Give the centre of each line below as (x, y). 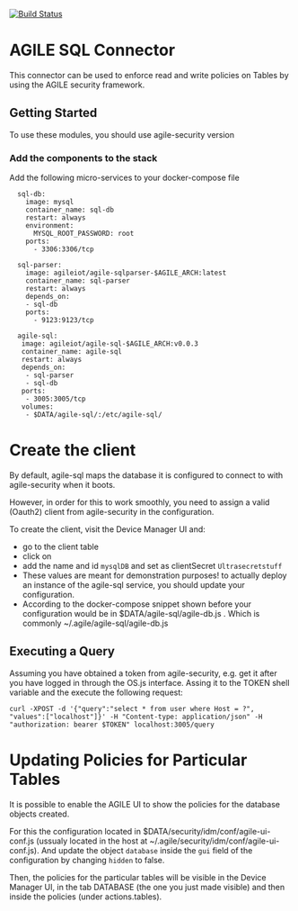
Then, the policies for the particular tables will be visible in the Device (138, 877)
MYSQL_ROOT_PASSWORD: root (83, 234)
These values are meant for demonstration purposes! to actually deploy (154, 575)
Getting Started (53, 113)
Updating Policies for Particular (128, 760)
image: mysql (50, 203)
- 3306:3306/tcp (63, 249)
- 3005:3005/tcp (56, 399)
